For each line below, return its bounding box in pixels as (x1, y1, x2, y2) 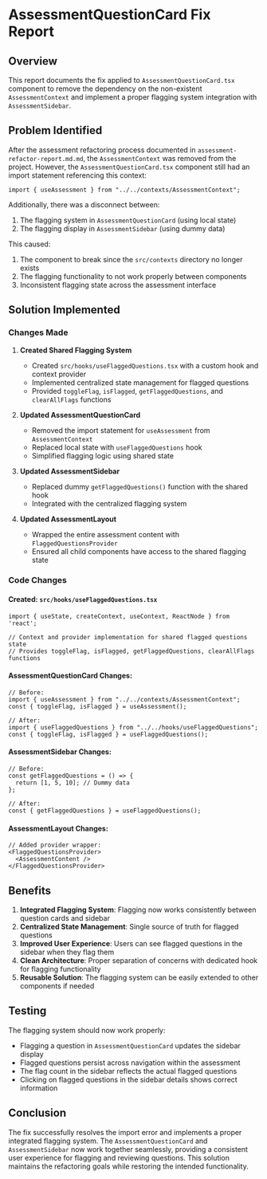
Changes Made (8, 327, 69, 338)
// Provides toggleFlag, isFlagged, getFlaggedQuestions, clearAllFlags (8, 647, 255, 655)
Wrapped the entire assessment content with (31, 529, 179, 539)
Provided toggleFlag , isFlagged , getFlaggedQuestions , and (31, 386, 223, 395)
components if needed (19, 981, 95, 991)
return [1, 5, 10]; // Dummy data (15, 779, 130, 787)
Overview (8, 54, 58, 68)
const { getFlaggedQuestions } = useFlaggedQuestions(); (8, 807, 202, 815)
